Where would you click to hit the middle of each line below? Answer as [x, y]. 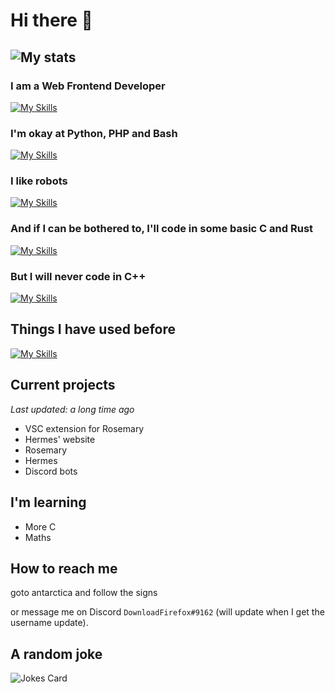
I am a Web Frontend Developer [88, 86]
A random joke [56, 654]
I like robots [39, 181]
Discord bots [51, 471]
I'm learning [48, 502]
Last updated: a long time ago [72, 409]
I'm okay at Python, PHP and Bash [94, 133]
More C [40, 526]
